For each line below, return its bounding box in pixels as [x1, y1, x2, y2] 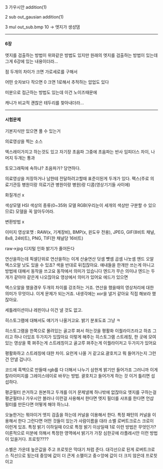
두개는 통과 [14, 155, 35, 161]
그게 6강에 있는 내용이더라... [5, 58, 58, 64]
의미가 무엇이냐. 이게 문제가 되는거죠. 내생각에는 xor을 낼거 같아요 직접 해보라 [5, 291, 151, 297]
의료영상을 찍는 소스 [5, 138, 43, 145]
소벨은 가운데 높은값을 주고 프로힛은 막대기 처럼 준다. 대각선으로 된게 [5, 447, 134, 452]
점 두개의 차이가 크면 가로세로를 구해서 [5, 69, 78, 75]
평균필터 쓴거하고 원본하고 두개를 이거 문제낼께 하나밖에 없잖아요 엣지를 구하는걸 [5, 389, 157, 395]
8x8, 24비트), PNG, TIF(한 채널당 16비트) [5, 235, 83, 241]
